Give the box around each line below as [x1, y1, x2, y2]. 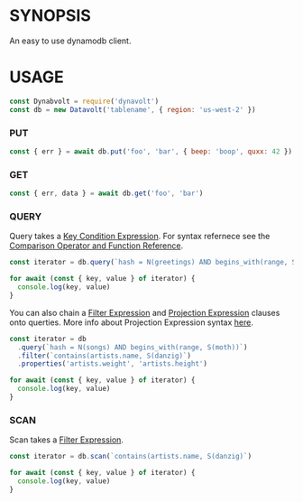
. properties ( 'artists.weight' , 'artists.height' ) [17, 359, 207, 368]
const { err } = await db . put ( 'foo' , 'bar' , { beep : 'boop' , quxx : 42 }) [9, 146, 293, 156]
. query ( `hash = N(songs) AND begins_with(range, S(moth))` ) [17, 342, 248, 352]
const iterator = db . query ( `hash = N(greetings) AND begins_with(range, [9, 258, 289, 267]
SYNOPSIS [9, 5, 92, 26]
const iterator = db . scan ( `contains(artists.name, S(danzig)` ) [9, 452, 252, 461]
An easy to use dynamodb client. [9, 35, 132, 46]
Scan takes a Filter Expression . [9, 434, 124, 445]
